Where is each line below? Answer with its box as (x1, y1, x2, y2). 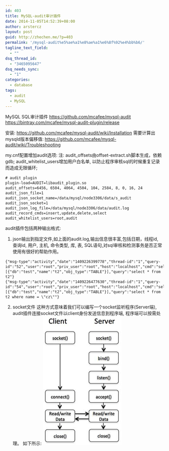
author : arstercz (5, 24, 42, 29)
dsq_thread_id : (5, 56, 37, 61)
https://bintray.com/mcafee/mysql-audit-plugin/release (5, 119, 120, 125)
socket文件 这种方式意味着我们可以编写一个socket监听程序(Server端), (12, 304, 157, 310)
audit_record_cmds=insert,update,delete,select (5, 211, 107, 216)
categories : (5, 77, 30, 83)
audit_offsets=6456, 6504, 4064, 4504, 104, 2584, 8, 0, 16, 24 (5, 185, 143, 190)
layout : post (5, 29, 33, 35)
